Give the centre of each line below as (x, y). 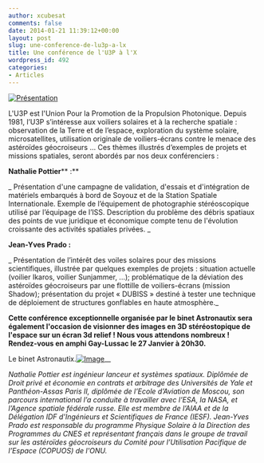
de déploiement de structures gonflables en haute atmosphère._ (114, 302)
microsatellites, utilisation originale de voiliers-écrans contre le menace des (132, 139)
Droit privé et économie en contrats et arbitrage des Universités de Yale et (130, 382)
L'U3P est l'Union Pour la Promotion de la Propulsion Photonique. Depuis (128, 113)
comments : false (35, 23)
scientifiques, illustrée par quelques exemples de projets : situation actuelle (132, 268)
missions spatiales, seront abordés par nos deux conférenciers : (114, 156)
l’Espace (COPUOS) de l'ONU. (58, 450)
